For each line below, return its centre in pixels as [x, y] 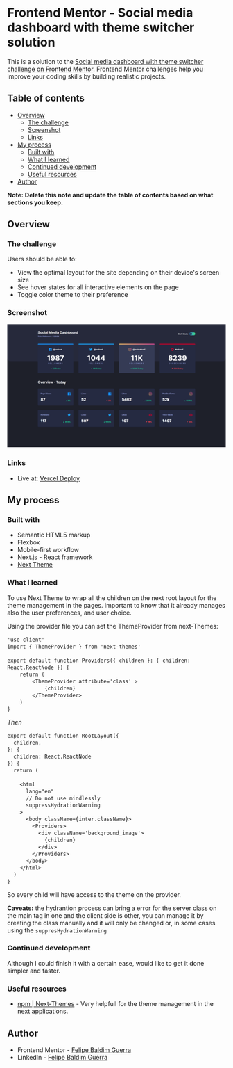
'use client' [26, 640]
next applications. [43, 1011]
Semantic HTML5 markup [54, 535]
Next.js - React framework [55, 557]
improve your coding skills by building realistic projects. [87, 76]
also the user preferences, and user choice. [69, 613]
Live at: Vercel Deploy [49, 478]
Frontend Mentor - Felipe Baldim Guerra [74, 1050]
